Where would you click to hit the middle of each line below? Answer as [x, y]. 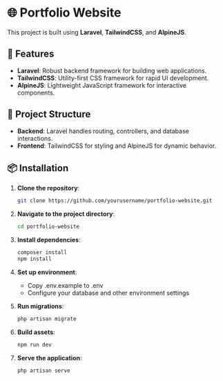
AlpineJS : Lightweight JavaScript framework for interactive [102, 85]
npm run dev [34, 344]
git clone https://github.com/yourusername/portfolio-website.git [115, 201]
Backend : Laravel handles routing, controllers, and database [103, 131]
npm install [34, 259]
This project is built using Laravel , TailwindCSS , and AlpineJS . [97, 32]
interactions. [35, 138]
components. [36, 92]
